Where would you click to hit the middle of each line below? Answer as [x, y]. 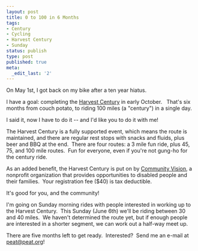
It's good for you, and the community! [53, 193]
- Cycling [19, 34]
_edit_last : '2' [32, 73]
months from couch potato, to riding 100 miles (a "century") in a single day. [99, 108]
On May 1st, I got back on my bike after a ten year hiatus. [76, 90]
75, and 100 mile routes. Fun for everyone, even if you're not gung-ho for [97, 151]
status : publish [26, 51]
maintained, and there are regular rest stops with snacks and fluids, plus [95, 138]
